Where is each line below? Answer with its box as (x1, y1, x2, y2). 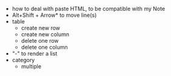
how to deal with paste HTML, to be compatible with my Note (12, 5, 166, 12)
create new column (21, 31, 70, 38)
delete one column (21, 43, 68, 51)
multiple (21, 63, 41, 70)
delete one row (21, 37, 59, 44)
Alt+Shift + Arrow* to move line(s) (12, 11, 97, 19)
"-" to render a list (12, 50, 58, 57)
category (12, 57, 35, 63)
